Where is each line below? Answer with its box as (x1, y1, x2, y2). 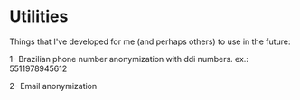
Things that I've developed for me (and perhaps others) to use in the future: (9, 36, 291, 47)
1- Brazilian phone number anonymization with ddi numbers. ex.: (9, 53, 248, 64)
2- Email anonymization (9, 80, 98, 91)
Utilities (9, 6, 69, 27)
